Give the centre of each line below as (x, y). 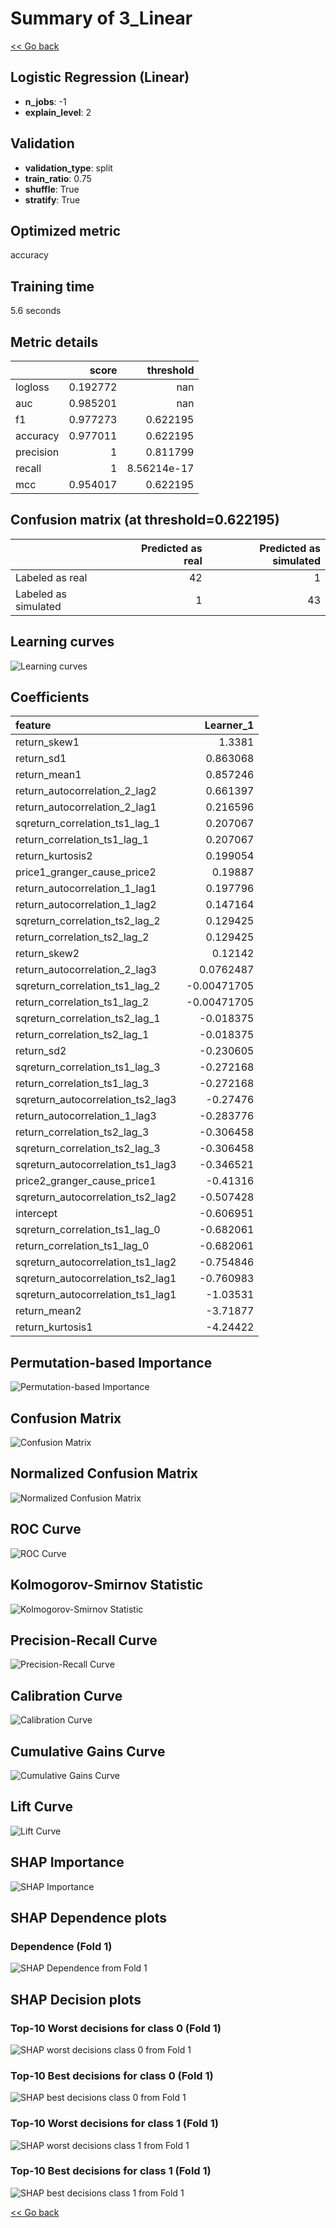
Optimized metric (66, 230)
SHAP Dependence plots (88, 1917)
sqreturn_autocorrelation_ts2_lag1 (96, 1279)
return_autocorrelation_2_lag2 (86, 791)
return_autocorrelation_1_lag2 (86, 905)
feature (33, 725)
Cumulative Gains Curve (88, 1751)
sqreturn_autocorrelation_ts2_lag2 (96, 1197)
